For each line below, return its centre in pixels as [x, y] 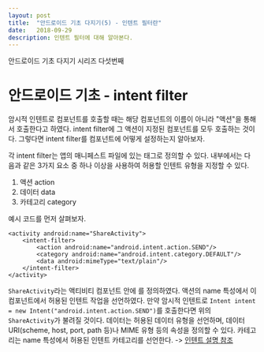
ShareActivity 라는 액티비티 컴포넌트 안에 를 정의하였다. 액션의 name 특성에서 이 [132, 291]
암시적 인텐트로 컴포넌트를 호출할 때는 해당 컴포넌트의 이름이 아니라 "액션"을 [125, 119]
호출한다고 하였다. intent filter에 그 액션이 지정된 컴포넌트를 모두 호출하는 [128, 129]
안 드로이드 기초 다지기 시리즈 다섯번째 [66, 61]
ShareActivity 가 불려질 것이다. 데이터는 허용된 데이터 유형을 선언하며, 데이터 [127, 320]
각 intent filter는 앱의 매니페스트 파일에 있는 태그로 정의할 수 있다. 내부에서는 [125, 155]
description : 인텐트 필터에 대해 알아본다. [71, 37]
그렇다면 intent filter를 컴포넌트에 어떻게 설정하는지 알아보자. [112, 139]
